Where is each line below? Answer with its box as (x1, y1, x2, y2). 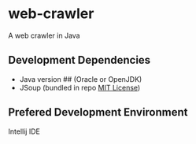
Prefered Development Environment (8, 105, 188, 119)
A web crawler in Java (8, 31, 80, 40)
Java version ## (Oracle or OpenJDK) (19, 74, 142, 83)
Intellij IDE (8, 127, 41, 136)
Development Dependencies (8, 54, 151, 67)
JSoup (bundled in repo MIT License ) (19, 83, 141, 92)
